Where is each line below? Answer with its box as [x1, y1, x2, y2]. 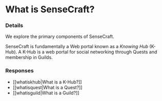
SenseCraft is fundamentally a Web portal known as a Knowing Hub [5, 44, 149, 50]
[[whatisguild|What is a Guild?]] [12, 90, 79, 96]
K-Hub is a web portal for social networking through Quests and [22, 49, 157, 55]
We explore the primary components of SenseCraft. [5, 33, 114, 39]
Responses [5, 67, 34, 74]
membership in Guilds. [5, 54, 53, 60]
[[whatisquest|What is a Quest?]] [12, 84, 83, 90]
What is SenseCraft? [5, 4, 95, 15]
